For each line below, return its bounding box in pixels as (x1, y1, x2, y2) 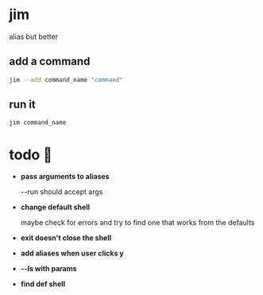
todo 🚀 (9, 145, 52, 163)
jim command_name (9, 119, 67, 127)
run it (9, 98, 37, 112)
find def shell (20, 279, 66, 289)
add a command (9, 55, 91, 68)
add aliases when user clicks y (20, 248, 124, 259)
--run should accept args (20, 187, 103, 197)
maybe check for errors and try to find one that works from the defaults (20, 218, 255, 228)
